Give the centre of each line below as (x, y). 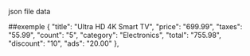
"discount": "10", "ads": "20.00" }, (64, 43)
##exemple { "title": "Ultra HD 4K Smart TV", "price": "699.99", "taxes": (125, 26)
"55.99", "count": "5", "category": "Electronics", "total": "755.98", (115, 35)
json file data (29, 11)
